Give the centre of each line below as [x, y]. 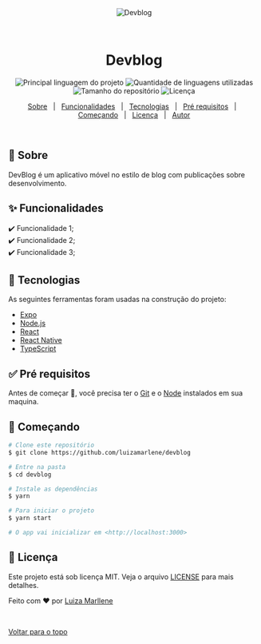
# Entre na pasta [37, 467]
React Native [41, 340]
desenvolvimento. [38, 183]
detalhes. [24, 585]
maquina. [24, 402]
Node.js [33, 324]
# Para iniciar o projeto [51, 511]
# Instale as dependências [53, 489]
